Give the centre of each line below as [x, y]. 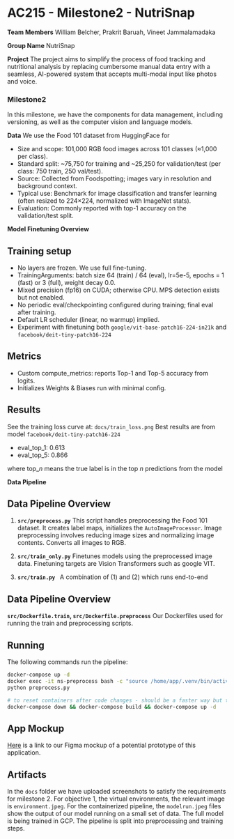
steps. [16, 829]
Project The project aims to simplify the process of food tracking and [106, 59]
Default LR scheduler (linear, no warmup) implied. [88, 320]
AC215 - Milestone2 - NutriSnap [101, 13]
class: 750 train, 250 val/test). [60, 171]
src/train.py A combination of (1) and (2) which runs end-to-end [112, 577]
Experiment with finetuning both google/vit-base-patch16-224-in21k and [122, 327]
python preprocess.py [39, 688]
